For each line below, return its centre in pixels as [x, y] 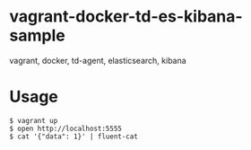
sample [37, 35]
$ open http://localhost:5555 [66, 128]
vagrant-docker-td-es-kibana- [126, 17]
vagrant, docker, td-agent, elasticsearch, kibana [98, 60]
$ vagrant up [34, 120]
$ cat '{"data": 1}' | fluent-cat [74, 137]
